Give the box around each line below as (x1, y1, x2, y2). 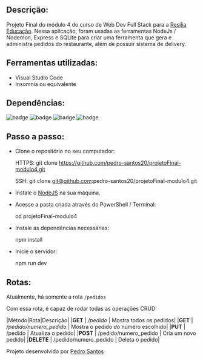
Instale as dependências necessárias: (15, 224, 110, 232)
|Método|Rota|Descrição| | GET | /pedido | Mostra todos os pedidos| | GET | (6, 317, 193, 324)
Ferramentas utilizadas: (6, 58, 98, 68)
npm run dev (15, 260, 47, 267)
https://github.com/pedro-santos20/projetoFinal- (58, 159, 182, 167)
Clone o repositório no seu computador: (15, 148, 115, 155)
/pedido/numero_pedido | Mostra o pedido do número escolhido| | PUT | (6, 323, 186, 331)
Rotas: (6, 277, 32, 287)
